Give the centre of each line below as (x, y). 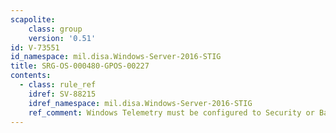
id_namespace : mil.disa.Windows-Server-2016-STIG (116, 57)
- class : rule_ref (58, 85)
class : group (55, 29)
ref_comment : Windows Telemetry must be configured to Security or (171, 112)
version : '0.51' (62, 38)
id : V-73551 (35, 47)
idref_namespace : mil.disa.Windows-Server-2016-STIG (140, 103)
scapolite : (33, 19)
